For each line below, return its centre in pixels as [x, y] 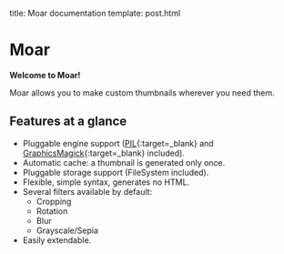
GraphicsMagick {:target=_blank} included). [103, 153]
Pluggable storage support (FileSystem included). [116, 172]
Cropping [54, 201]
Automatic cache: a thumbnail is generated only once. [124, 162]
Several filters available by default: [87, 191]
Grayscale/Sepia [67, 230]
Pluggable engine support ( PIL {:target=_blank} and [118, 143]
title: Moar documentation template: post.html [95, 13]
